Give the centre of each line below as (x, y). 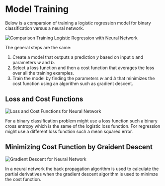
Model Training (37, 9)
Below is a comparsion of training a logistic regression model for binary (78, 23)
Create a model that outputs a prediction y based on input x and (78, 57)
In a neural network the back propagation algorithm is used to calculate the (82, 169)
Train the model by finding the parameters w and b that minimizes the (83, 78)
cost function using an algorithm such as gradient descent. (73, 84)
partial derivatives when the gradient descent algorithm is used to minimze (82, 174)
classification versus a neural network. (45, 28)
